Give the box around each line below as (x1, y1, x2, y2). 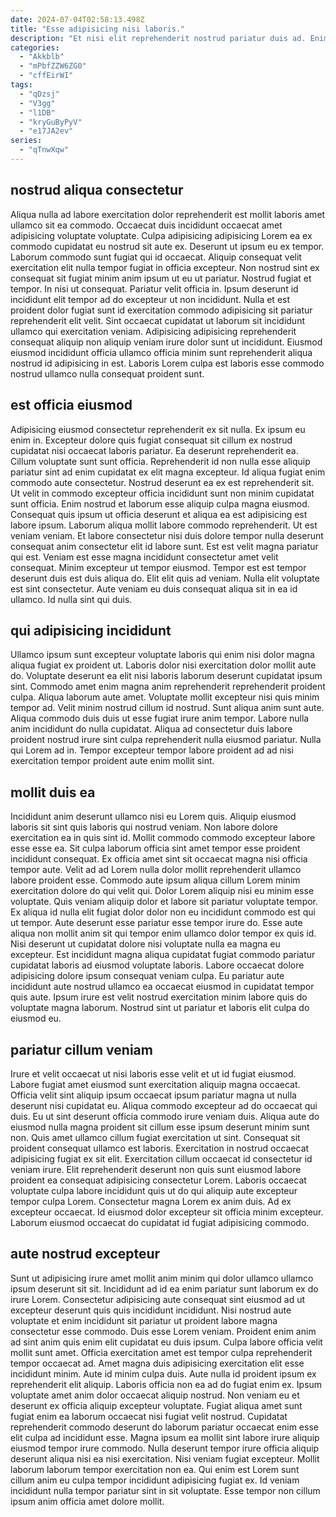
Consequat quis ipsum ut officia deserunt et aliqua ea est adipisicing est (10, 508, 308, 520)
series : (10, 136, 43, 146)
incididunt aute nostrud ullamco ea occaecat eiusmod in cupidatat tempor (10, 981, 315, 993)
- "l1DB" (19, 107, 56, 118)
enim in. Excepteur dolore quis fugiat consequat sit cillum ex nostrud (10, 434, 293, 446)
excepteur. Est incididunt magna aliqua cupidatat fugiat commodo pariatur (10, 949, 316, 961)
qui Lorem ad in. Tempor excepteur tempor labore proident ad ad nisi (10, 744, 294, 756)
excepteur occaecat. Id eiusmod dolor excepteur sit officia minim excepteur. (10, 1206, 324, 1218)
